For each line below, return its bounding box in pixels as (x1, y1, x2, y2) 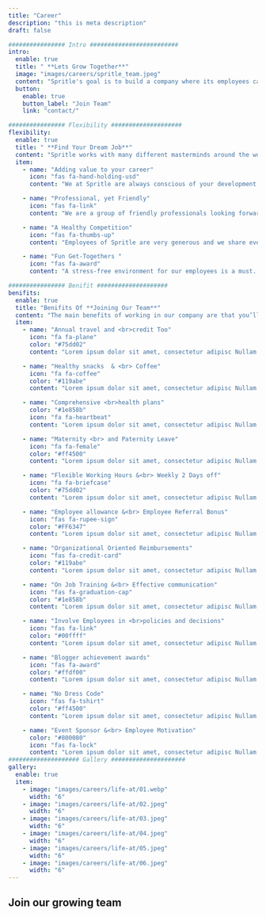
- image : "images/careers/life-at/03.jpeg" (22, 815, 169, 823)
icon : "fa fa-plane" (28, 334, 97, 342)
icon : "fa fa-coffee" (28, 369, 101, 377)
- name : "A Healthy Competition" (22, 224, 133, 231)
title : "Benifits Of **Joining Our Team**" (15, 304, 161, 311)
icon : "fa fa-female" (28, 442, 101, 450)
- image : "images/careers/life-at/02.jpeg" (22, 800, 169, 808)
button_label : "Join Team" (22, 100, 112, 108)
